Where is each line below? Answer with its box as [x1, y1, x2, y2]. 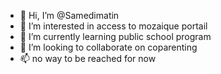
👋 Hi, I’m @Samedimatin [19, 10, 120, 21]
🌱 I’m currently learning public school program [19, 31, 212, 42]
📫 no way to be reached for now [19, 53, 157, 64]
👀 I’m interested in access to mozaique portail [19, 20, 208, 32]
